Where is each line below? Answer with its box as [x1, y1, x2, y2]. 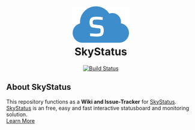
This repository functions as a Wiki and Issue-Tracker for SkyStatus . [6, 98, 177, 105]
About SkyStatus [6, 82, 71, 92]
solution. [6, 111, 28, 118]
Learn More [6, 117, 35, 124]
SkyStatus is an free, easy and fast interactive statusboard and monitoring [6, 104, 190, 111]
